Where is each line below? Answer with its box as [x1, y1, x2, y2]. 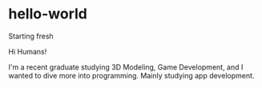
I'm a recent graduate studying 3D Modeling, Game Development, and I [8, 62, 244, 72]
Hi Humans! [8, 46, 47, 56]
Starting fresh [8, 31, 54, 41]
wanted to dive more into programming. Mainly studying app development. [8, 70, 255, 80]
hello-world [8, 5, 88, 23]
